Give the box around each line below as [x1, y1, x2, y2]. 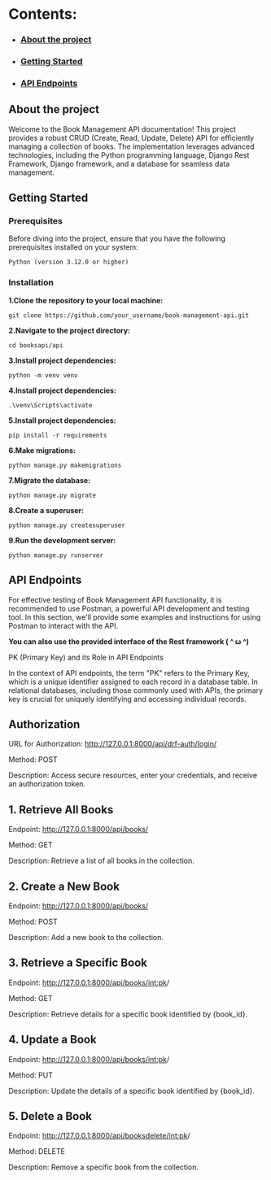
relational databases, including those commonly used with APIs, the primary [8, 685, 263, 695]
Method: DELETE [8, 1147, 65, 1156]
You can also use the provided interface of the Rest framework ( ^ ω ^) [8, 636, 250, 647]
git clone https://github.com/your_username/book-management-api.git [8, 311, 250, 320]
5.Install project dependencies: [8, 416, 116, 425]
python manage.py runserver [8, 551, 104, 560]
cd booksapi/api [8, 341, 63, 350]
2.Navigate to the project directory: [8, 325, 131, 335]
